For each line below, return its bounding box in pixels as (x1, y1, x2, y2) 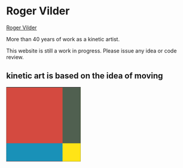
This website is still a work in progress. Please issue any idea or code (6, 47, 177, 54)
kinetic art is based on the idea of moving (6, 71, 163, 81)
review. (6, 53, 24, 60)
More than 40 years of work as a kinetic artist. (6, 35, 120, 42)
